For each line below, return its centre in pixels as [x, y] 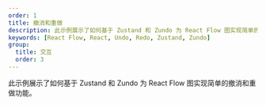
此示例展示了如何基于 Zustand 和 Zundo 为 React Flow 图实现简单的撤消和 [129, 83]
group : [19, 45]
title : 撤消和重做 [36, 23]
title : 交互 [34, 52]
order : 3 [30, 60]
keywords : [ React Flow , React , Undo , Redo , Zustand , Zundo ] [110, 37]
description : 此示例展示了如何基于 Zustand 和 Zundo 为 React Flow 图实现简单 [131, 30]
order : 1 [23, 15]
